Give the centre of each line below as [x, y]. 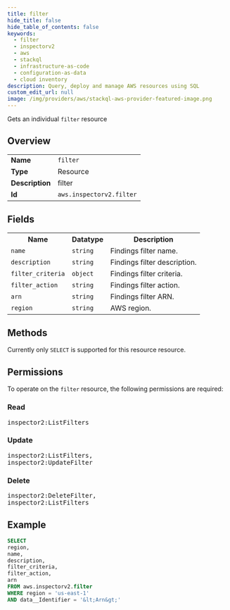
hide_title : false [34, 20]
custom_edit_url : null [40, 92]
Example [27, 524]
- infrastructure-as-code [52, 66]
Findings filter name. [144, 251]
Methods [27, 333]
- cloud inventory [41, 79]
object [82, 273]
